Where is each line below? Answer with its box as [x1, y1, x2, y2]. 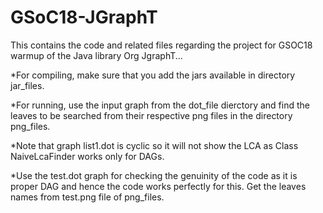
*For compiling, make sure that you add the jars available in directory [10, 69, 296, 81]
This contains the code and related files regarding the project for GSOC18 [10, 39, 313, 51]
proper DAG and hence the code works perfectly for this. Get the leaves [10, 180, 307, 192]
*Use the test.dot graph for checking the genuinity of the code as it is [10, 169, 298, 181]
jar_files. [10, 79, 45, 91]
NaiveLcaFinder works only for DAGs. [10, 150, 165, 162]
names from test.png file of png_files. [10, 191, 165, 203]
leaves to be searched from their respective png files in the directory [10, 109, 293, 121]
